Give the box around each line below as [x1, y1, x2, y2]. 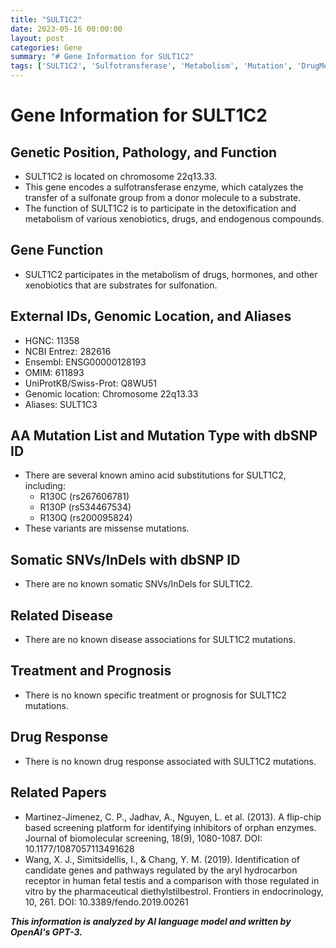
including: [24, 480, 66, 492]
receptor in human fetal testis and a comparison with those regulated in [24, 874, 320, 886]
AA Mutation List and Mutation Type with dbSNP [10, 427, 318, 445]
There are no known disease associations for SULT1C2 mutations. [24, 634, 296, 646]
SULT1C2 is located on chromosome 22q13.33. [24, 171, 218, 182]
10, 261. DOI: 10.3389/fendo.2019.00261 [24, 896, 189, 908]
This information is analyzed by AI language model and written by [10, 915, 292, 927]
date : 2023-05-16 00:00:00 [10, 24, 123, 34]
